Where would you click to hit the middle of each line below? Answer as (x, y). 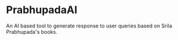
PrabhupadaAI (42, 10)
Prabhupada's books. (32, 31)
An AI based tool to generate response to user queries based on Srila (89, 26)
